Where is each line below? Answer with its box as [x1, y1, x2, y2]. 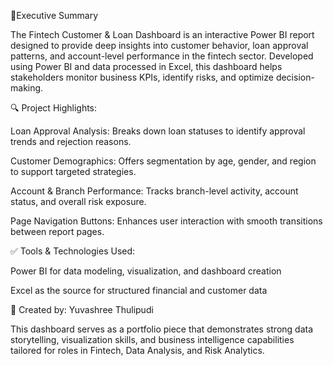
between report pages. [10, 226, 105, 237]
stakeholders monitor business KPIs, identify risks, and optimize [10, 71, 274, 83]
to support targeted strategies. [10, 166, 137, 177]
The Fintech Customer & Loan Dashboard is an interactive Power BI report [10, 29, 315, 40]
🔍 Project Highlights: [10, 102, 98, 114]
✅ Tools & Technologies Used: [10, 245, 136, 257]
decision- [275, 71, 315, 83]
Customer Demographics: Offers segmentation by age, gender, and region [10, 155, 317, 167]
